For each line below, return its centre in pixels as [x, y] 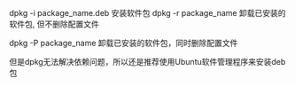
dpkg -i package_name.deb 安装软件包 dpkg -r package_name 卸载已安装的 [147, 13]
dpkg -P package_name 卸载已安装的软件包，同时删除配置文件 [124, 43]
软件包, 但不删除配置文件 [54, 24]
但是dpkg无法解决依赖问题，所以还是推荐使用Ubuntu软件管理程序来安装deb [147, 62]
